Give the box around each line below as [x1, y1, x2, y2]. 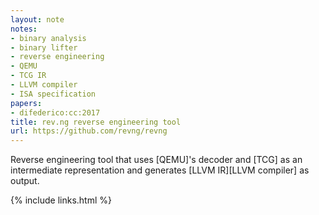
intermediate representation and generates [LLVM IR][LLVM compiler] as [10, 164, 310, 176]
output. [10, 175, 40, 187]
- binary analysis [10, 33, 87, 43]
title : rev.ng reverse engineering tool [10, 117, 182, 127]
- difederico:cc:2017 [10, 107, 101, 118]
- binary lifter [10, 42, 78, 53]
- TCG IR [10, 71, 47, 81]
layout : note [10, 14, 65, 25]
